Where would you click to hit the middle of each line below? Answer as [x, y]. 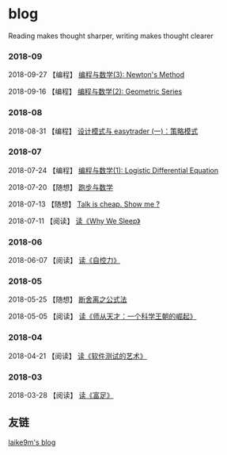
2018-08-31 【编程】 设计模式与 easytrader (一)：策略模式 [103, 131]
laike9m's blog [32, 442]
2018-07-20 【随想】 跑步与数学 [61, 187]
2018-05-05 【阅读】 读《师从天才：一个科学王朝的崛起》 [102, 316]
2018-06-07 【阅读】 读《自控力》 [64, 260]
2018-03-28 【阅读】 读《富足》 [61, 395]
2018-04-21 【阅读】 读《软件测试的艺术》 [78, 356]
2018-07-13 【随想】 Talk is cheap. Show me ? [84, 204]
